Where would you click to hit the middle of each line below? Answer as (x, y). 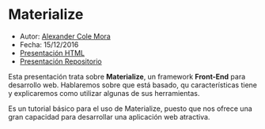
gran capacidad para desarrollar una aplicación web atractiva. (109, 116)
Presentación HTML (52, 53)
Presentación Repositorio (61, 61)
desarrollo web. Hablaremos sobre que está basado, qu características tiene (132, 85)
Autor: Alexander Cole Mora (65, 36)
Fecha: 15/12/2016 (49, 44)
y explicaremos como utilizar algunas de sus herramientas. (104, 93)
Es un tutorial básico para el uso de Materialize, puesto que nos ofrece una (131, 109)
